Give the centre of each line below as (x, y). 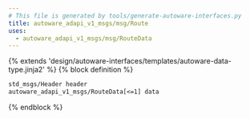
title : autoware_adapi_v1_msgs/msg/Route (79, 23)
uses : (17, 31)
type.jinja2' (27, 70)
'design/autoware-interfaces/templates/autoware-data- (140, 61)
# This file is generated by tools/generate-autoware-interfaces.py (125, 16)
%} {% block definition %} (90, 70)
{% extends (28, 61)
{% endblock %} (36, 107)
